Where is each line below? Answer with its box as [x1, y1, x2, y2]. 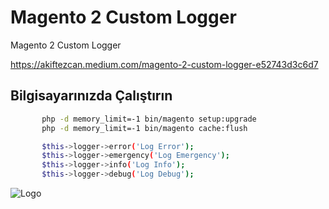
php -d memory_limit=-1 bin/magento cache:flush [41, 123, 248, 133]
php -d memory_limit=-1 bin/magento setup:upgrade [41, 114, 257, 124]
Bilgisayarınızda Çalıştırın [10, 87, 173, 105]
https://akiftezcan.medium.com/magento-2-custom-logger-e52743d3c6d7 [10, 58, 319, 70]
